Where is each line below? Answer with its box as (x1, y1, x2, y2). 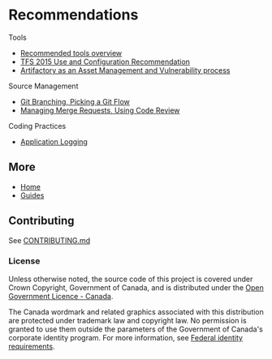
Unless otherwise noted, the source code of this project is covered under (8, 274, 253, 284)
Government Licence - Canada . (8, 291, 114, 301)
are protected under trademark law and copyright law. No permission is (8, 315, 247, 325)
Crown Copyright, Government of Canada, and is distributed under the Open (8, 282, 264, 293)
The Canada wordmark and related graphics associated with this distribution (8, 306, 264, 317)
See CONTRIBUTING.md (8, 235, 91, 245)
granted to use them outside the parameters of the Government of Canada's (8, 324, 264, 334)
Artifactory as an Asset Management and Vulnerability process (19, 65, 231, 75)
